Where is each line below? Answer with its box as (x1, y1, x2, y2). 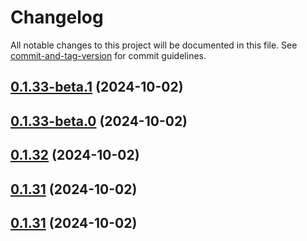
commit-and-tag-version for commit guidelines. (10, 49, 207, 61)
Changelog (10, 6, 104, 29)
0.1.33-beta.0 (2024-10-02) (10, 112, 188, 130)
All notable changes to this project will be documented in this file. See (10, 39, 298, 51)
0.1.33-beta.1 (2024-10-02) (10, 79, 184, 96)
